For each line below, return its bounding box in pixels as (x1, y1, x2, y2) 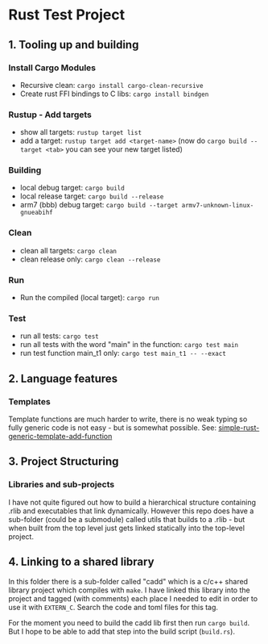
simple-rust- (218, 423, 260, 433)
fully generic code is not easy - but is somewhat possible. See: (8, 423, 217, 433)
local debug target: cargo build (19, 183, 125, 193)
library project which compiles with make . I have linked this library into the (8, 585, 251, 595)
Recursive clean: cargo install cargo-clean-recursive (19, 80, 204, 90)
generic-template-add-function (8, 432, 113, 441)
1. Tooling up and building (8, 38, 139, 52)
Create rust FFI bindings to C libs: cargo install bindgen (19, 89, 209, 98)
